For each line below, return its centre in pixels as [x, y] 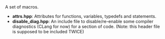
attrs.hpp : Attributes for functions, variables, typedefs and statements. [84, 16]
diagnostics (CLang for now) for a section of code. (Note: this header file [86, 26]
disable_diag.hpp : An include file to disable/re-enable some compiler [83, 21]
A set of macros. [22, 7]
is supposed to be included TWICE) [48, 32]
